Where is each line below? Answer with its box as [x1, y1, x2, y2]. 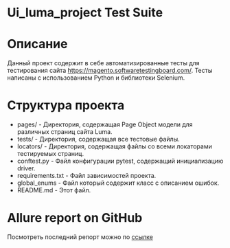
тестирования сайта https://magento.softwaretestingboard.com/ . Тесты [7, 67, 213, 75]
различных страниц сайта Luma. [16, 128, 113, 136]
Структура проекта [7, 98, 125, 113]
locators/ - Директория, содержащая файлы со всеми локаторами [16, 142, 213, 150]
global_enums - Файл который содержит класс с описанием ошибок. [16, 179, 220, 187]
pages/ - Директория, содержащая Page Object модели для [16, 120, 194, 128]
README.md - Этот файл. [16, 186, 91, 194]
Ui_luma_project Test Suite [7, 5, 163, 21]
